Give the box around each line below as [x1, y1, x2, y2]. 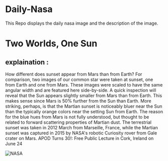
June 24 [5, 140, 23, 146]
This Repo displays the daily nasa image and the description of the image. [5, 20, 158, 26]
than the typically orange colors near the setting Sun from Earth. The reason [5, 108, 163, 114]
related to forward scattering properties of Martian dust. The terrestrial [5, 119, 152, 125]
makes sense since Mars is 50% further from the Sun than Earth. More [5, 98, 152, 104]
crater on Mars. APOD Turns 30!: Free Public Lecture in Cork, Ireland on [5, 135, 154, 141]
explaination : [5, 58, 49, 66]
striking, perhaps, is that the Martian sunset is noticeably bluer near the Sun [5, 103, 162, 109]
